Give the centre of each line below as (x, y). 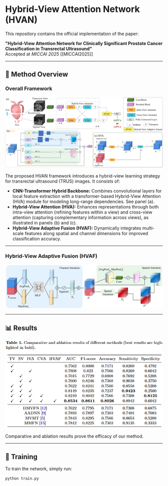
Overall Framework (29, 88)
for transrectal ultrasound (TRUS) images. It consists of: (63, 181)
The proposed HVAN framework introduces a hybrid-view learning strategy (83, 175)
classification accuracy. (37, 238)
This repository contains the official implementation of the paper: (72, 33)
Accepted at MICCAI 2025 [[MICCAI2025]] (49, 54)
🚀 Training (21, 457)
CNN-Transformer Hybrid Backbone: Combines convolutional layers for (87, 190)
